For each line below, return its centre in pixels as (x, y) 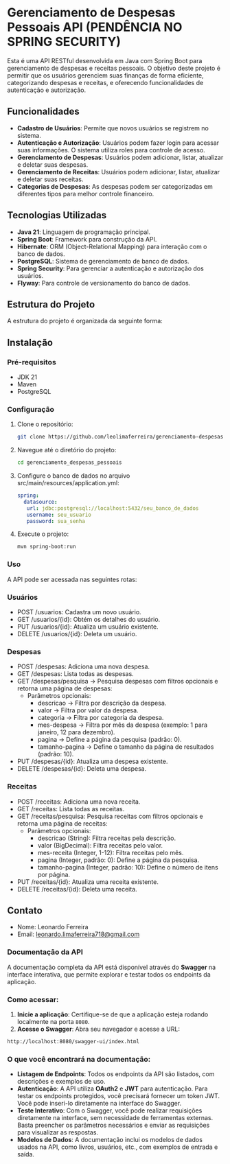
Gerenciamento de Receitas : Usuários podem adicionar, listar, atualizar (118, 172)
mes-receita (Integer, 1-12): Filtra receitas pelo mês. (111, 852)
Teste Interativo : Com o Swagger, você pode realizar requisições (110, 1110)
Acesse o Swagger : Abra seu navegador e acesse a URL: (99, 1029)
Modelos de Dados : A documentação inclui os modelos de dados (110, 1140)
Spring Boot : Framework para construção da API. (87, 239)
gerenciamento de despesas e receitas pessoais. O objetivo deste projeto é (114, 68)
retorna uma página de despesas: (65, 688)
